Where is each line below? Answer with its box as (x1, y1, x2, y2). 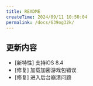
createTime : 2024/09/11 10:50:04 (6, 14, 88, 20)
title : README (6, 8, 41, 15)
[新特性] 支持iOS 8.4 (14, 59, 64, 66)
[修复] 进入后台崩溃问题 (14, 74, 71, 81)
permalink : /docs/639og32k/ (6, 19, 75, 25)
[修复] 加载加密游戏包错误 (14, 67, 77, 74)
